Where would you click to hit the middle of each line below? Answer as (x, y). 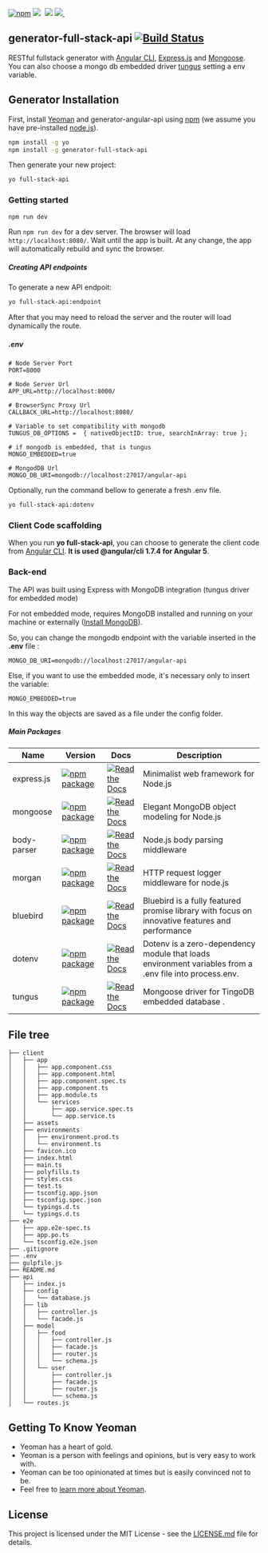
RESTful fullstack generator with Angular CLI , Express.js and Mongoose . (127, 58)
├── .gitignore (33, 1249)
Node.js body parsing (183, 840)
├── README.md (32, 1270)
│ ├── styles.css (41, 1180)
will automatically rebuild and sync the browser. (87, 249)
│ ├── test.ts (35, 1186)
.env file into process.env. (191, 973)
